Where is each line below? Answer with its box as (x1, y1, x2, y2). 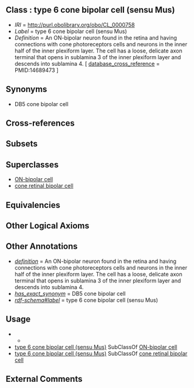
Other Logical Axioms (5, 221, 89, 231)
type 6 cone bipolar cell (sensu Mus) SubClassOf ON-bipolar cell (14, 343, 178, 350)
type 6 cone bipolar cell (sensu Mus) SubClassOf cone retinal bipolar (14, 350, 188, 357)
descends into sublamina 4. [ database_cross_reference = (14, 60, 160, 67)
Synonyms (5, 84, 47, 95)
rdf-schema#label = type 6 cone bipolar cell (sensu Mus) (14, 296, 159, 304)
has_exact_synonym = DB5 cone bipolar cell (14, 290, 126, 297)
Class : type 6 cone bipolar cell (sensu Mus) (5, 5, 175, 15)
